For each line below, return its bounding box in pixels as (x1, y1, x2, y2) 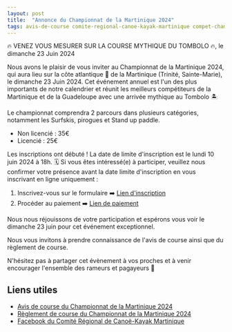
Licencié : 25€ (17, 137, 59, 145)
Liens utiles (7, 284, 58, 295)
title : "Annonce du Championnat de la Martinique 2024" (7, 17, 175, 23)
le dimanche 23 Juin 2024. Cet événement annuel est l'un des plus (7, 77, 197, 86)
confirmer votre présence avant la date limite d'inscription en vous (7, 168, 196, 176)
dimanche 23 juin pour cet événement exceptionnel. (7, 222, 155, 231)
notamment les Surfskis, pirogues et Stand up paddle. (7, 116, 160, 124)
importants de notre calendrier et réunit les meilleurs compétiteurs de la (7, 85, 211, 93)
